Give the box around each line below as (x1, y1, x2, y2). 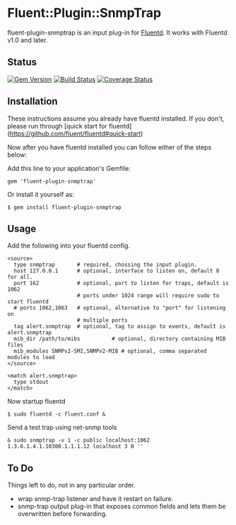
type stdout (13, 379, 49, 386)
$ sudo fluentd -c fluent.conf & (7, 411, 106, 418)
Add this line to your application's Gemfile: (7, 164, 131, 172)
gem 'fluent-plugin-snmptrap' (7, 178, 97, 185)
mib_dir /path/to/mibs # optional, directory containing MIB (13, 335, 226, 343)
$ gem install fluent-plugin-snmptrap (7, 203, 122, 211)
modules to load (7, 354, 55, 361)
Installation (7, 95, 58, 107)
